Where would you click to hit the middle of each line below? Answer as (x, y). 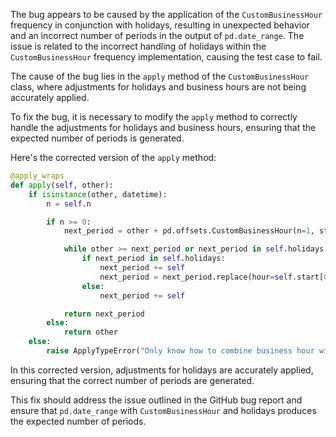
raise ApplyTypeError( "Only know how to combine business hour (180, 351)
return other (90, 332)
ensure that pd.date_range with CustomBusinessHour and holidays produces (163, 410)
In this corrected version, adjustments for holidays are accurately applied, (162, 370)
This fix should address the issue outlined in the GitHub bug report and (156, 400)
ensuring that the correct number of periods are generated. (132, 380)
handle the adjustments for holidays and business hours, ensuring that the (163, 127)
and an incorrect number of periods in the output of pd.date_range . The (157, 35)
